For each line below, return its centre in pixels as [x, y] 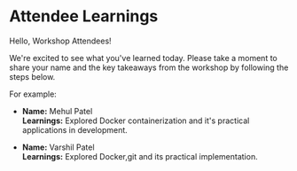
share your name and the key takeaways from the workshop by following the [149, 67]
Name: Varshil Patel [58, 147]
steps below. [32, 76]
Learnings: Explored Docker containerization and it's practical [136, 120]
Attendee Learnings [84, 16]
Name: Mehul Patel [57, 111]
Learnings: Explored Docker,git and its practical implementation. [140, 156]
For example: [33, 94]
